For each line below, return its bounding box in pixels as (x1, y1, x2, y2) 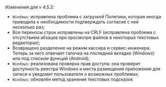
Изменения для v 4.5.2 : (5, 4, 55, 10)
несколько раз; (12, 24, 45, 30)
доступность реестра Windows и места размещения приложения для (12, 66, 161, 72)
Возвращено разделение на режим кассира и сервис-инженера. (12, 45, 151, 51)
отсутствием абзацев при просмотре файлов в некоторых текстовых (12, 34, 159, 40)
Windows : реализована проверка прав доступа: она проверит (12, 61, 141, 66)
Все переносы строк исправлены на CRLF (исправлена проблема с (12, 29, 156, 35)
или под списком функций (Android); (12, 56, 90, 61)
